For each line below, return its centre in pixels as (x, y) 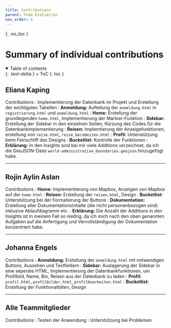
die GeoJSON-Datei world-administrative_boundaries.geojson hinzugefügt (84, 151)
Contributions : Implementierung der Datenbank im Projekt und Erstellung (82, 102)
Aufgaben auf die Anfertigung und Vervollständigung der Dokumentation (81, 221)
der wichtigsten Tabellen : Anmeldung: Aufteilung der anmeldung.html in (81, 108)
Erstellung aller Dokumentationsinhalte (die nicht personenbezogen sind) (82, 205)
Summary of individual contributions (84, 54)
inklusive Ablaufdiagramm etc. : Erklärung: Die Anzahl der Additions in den (84, 211)
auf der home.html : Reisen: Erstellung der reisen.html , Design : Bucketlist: (84, 194)
